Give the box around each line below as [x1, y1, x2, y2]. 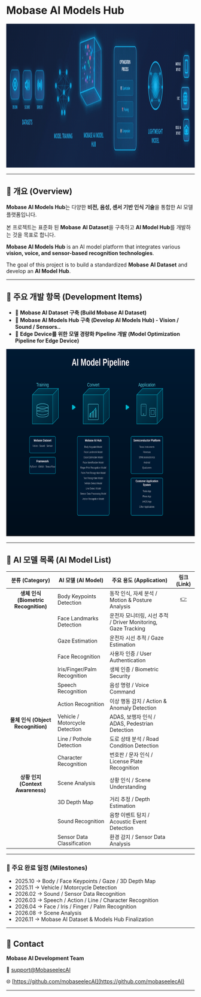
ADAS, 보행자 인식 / [109, 713, 156, 720]
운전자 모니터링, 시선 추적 [109, 612, 169, 619]
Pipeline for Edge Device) [14, 337, 80, 344]
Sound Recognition [57, 817, 105, 825]
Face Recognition [57, 653, 100, 660]
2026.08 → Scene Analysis [14, 910, 82, 917]
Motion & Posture [109, 596, 153, 604]
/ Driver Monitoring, [109, 619, 158, 626]
